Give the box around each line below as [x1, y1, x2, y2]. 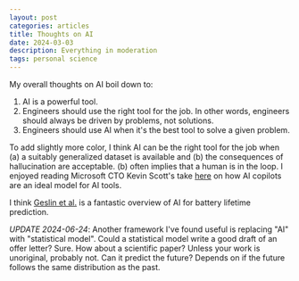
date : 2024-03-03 [9, 37, 74, 47]
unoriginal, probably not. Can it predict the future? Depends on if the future [9, 252, 286, 263]
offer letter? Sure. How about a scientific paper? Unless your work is [9, 243, 261, 253]
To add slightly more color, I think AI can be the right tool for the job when [9, 142, 280, 153]
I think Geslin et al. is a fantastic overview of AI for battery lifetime [9, 197, 252, 208]
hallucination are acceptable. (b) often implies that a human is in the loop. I [9, 161, 284, 171]
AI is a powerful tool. [21, 96, 98, 107]
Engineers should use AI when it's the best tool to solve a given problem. [21, 125, 290, 135]
